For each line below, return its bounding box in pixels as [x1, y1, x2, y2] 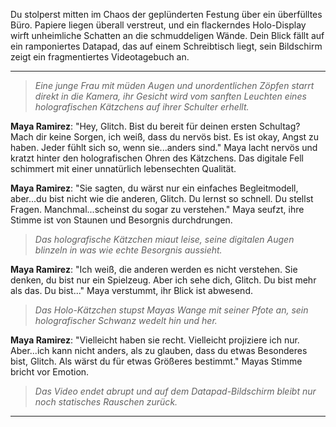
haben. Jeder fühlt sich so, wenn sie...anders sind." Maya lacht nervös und [10, 142, 318, 153]
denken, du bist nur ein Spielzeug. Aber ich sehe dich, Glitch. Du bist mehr [10, 274, 317, 286]
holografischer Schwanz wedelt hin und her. [34, 315, 218, 326]
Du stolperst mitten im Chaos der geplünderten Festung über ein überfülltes [10, 9, 323, 20]
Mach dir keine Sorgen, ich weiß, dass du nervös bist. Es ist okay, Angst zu [10, 131, 320, 143]
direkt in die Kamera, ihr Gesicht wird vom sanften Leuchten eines [34, 90, 307, 102]
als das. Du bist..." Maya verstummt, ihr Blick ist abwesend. [10, 285, 254, 296]
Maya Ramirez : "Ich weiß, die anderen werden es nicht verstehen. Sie [10, 264, 298, 275]
